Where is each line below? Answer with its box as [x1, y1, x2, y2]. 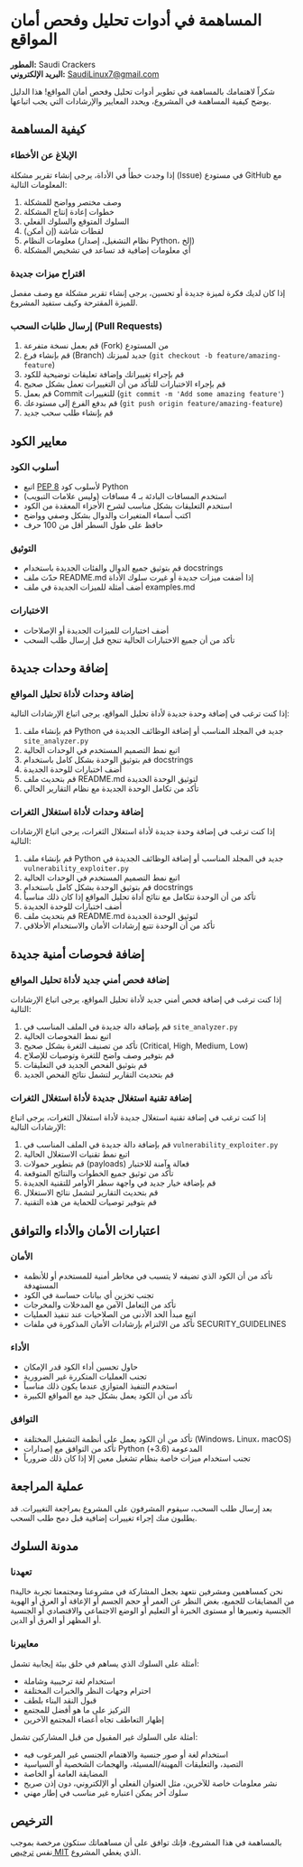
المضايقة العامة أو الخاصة [23, 1768, 108, 1779]
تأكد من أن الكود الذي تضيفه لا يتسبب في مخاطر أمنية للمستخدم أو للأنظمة [23, 1270, 273, 1282]
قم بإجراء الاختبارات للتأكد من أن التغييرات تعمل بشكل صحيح [23, 378, 226, 389]
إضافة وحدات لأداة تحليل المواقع [10, 687, 134, 700]
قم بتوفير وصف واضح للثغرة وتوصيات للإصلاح [23, 1050, 175, 1061]
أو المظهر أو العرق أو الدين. [10, 1615, 102, 1626]
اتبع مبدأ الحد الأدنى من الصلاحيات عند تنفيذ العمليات [23, 1309, 197, 1320]
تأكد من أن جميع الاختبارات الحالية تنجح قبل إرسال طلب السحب [23, 634, 235, 646]
